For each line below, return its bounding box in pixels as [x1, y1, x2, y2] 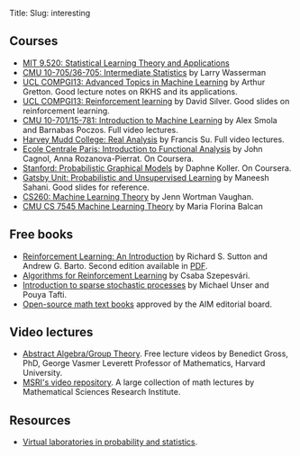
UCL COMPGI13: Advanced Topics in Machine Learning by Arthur [22, 76, 266, 87]
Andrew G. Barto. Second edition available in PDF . [22, 260, 208, 271]
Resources [9, 413, 71, 428]
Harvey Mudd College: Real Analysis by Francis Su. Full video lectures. [22, 134, 286, 145]
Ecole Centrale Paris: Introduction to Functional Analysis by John [22, 143, 263, 154]
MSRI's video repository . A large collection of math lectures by [22, 377, 255, 388]
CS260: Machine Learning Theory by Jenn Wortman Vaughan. [22, 191, 254, 201]
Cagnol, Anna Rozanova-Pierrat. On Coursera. [22, 153, 195, 164]
